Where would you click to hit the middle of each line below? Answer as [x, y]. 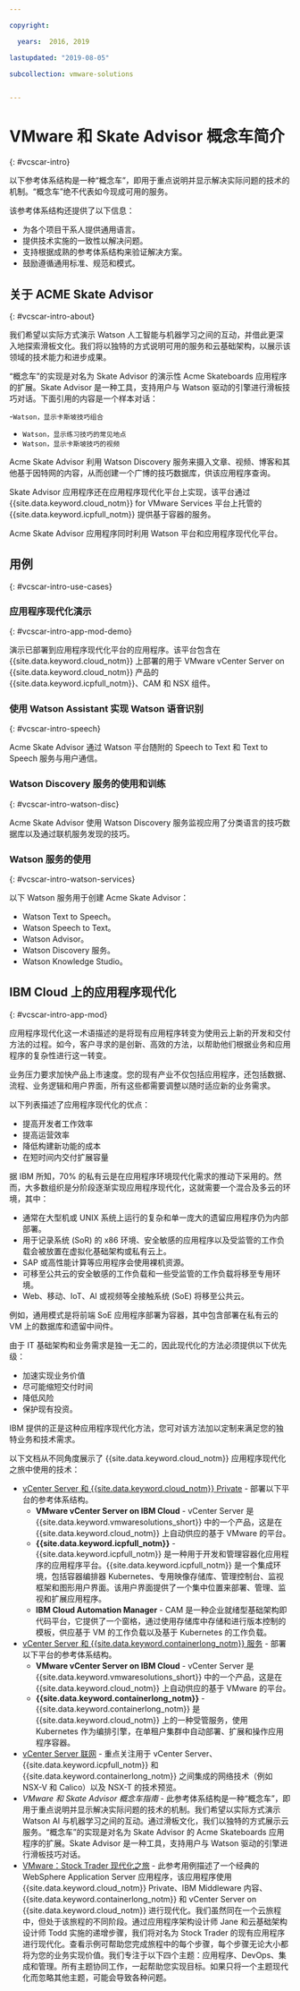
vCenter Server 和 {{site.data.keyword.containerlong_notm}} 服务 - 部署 [154, 1643]
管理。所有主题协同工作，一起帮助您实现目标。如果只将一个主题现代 [163, 1966]
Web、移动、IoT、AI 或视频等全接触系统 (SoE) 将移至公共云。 [135, 1295]
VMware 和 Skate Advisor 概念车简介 [147, 137]
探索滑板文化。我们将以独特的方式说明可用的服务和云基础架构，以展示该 [158, 346]
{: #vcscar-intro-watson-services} [72, 879]
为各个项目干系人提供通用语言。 [81, 230]
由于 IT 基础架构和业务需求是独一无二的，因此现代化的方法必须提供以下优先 [148, 1345]
